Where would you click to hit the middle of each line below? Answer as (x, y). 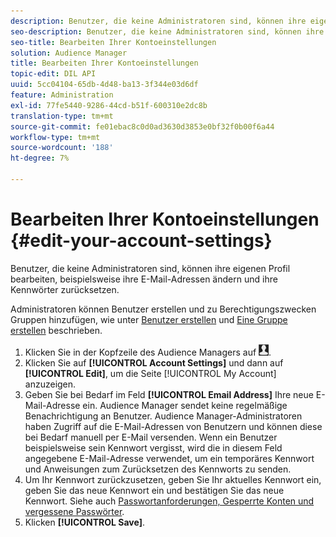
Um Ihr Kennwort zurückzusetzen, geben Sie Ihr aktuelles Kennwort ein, (173, 479)
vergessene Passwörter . (74, 511)
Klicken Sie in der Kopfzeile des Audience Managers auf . (148, 352)
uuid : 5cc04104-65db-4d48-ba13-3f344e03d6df (104, 85)
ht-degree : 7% (40, 158)
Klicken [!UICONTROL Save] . (84, 522)
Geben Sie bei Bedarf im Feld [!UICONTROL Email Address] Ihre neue (169, 394)
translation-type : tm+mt (62, 116)
